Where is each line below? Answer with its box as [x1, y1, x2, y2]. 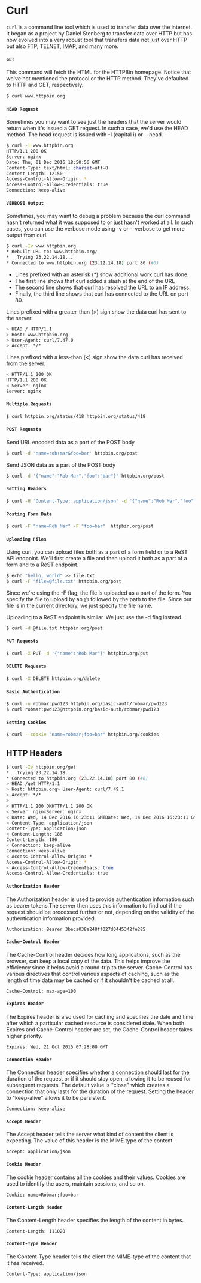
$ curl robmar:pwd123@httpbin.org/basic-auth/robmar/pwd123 [6, 706, 160, 712]
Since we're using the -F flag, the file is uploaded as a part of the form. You [6, 589, 192, 596]
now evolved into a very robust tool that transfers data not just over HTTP [6, 36, 187, 43]
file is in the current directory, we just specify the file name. [6, 602, 153, 609]
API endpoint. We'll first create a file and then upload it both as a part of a [6, 555, 187, 562]
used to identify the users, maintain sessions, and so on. [6, 1180, 145, 1187]
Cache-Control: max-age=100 [6, 988, 77, 994]
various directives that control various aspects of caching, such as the [6, 970, 179, 977]
